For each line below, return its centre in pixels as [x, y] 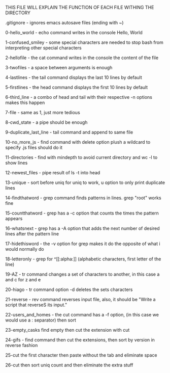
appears [14, 218]
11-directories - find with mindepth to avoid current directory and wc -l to [81, 157]
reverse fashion [22, 345]
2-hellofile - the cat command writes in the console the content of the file [82, 58]
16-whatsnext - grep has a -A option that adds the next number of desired [82, 228]
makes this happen [25, 102]
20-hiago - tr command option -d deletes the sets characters [69, 289]
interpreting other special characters [44, 48]
